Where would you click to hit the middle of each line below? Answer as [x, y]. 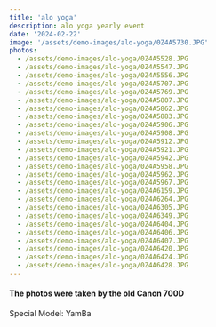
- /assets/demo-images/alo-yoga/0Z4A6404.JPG [103, 224]
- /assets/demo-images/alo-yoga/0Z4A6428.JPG [103, 266]
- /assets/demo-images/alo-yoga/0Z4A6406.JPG [103, 232]
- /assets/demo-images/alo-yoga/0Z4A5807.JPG [103, 100]
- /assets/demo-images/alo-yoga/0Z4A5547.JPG [103, 68]
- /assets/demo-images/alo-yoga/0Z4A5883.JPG [103, 116]
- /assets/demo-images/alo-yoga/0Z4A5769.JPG [103, 92]
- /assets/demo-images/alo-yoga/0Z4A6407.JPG [103, 241]
